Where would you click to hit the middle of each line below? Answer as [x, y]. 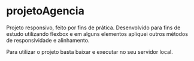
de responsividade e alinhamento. [48, 40]
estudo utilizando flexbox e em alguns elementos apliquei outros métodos [97, 33]
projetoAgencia [46, 11]
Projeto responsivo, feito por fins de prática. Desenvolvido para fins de [93, 28]
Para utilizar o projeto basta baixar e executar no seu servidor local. [90, 51]
